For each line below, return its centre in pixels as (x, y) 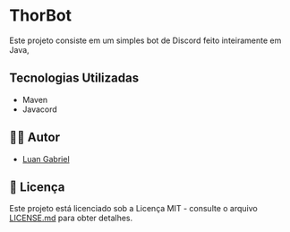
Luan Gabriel (46, 159)
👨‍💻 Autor (35, 137)
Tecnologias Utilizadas (74, 78)
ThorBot (41, 16)
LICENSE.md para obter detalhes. (71, 218)
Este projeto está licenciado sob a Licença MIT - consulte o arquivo (133, 209)
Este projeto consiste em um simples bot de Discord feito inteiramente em (145, 40)
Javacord (40, 109)
